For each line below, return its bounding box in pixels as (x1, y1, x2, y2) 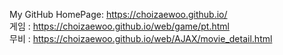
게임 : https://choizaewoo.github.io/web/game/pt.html (9, 20, 230, 32)
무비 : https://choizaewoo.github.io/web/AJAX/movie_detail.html (9, 33, 273, 44)
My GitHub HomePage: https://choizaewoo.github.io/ (9, 9, 228, 20)
